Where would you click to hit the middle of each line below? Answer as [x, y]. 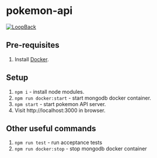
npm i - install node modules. [49, 92]
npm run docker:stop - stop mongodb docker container [81, 149]
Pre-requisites [33, 45]
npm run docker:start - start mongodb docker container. [83, 98]
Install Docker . [32, 59]
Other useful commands [51, 129]
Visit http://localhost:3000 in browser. [60, 110]
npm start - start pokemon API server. [60, 104]
